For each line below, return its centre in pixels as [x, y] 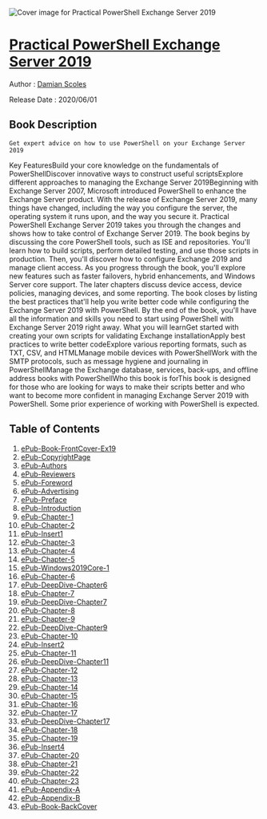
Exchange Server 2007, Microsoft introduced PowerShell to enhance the [128, 191]
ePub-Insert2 [42, 644]
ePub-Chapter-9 [48, 618]
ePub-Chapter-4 [48, 550]
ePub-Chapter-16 [49, 704]
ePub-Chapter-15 [49, 695]
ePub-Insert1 [42, 533]
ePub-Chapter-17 [49, 712]
